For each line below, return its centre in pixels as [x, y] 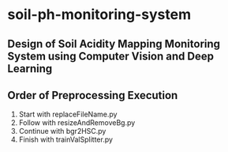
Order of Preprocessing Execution [93, 95]
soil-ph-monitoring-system [99, 15]
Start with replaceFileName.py [68, 114]
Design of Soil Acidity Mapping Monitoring [114, 44]
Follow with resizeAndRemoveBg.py [77, 123]
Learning [30, 68]
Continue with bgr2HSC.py [62, 131]
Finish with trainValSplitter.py [66, 139]
